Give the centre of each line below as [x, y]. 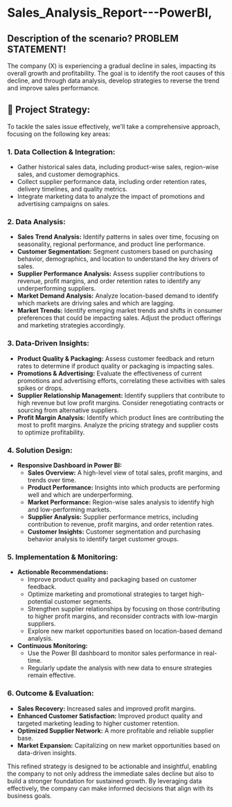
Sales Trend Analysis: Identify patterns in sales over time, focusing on [118, 237]
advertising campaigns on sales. [63, 204]
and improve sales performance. [54, 88]
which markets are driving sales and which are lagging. [96, 303]
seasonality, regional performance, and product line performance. [111, 244]
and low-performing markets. [70, 509]
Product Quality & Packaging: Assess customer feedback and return [116, 358]
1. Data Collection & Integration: [61, 152]
